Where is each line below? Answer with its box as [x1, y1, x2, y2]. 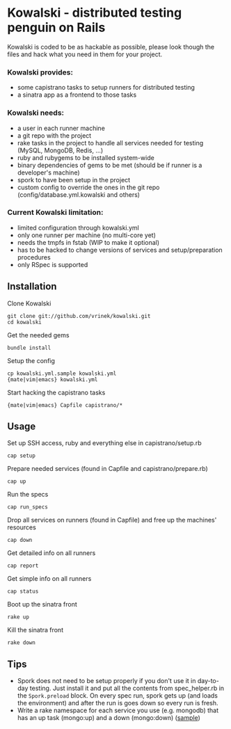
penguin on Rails [7, 19, 106, 35]
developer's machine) [17, 168, 80, 177]
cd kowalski [7, 319, 42, 326]
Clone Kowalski [7, 299, 51, 307]
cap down [7, 537, 33, 544]
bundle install [7, 344, 51, 351]
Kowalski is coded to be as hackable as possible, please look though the [7, 42, 215, 51]
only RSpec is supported [17, 260, 88, 269]
